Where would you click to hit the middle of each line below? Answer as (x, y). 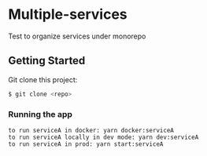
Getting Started (47, 61)
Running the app (41, 114)
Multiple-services (68, 15)
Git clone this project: (43, 79)
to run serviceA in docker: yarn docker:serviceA (91, 130)
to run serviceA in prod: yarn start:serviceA (86, 144)
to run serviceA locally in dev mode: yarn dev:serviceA (103, 137)
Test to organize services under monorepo (77, 36)
